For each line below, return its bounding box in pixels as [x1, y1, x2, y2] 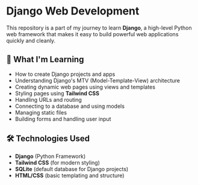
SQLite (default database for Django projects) [14, 165, 129, 172]
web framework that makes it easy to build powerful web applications [6, 30, 179, 37]
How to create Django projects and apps [14, 71, 116, 78]
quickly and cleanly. [6, 37, 56, 44]
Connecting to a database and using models [14, 102, 125, 110]
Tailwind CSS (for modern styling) [14, 158, 101, 166]
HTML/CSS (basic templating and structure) [14, 172, 125, 179]
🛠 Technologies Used [6, 134, 90, 144]
